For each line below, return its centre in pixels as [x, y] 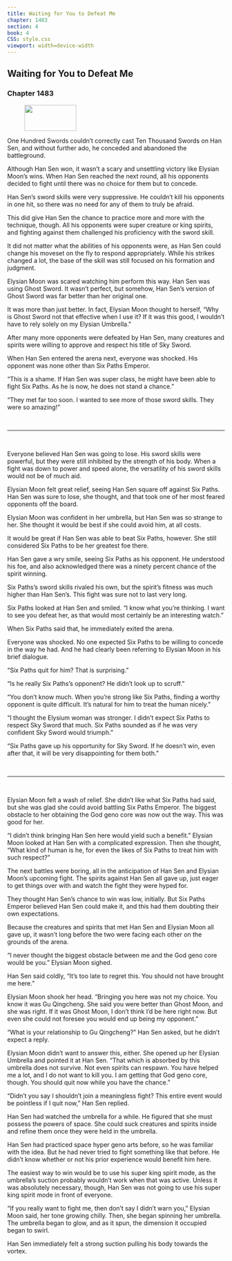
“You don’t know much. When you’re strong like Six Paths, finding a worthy [114, 697]
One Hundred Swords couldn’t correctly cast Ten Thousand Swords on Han [115, 140]
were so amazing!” [34, 407]
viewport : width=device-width [51, 46]
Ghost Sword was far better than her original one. [78, 296]
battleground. [27, 155]
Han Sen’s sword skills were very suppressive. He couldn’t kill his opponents [116, 197]
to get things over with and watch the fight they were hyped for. [98, 885]
